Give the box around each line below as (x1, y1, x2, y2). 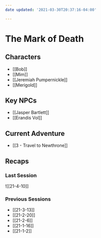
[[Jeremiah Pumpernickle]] (12, 77, 68, 83)
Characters (5, 53, 41, 61)
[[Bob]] (12, 66, 27, 72)
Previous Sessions (5, 195, 51, 202)
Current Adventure (5, 129, 65, 137)
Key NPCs (5, 97, 37, 105)
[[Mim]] (12, 71, 28, 77)
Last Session (5, 172, 37, 179)
